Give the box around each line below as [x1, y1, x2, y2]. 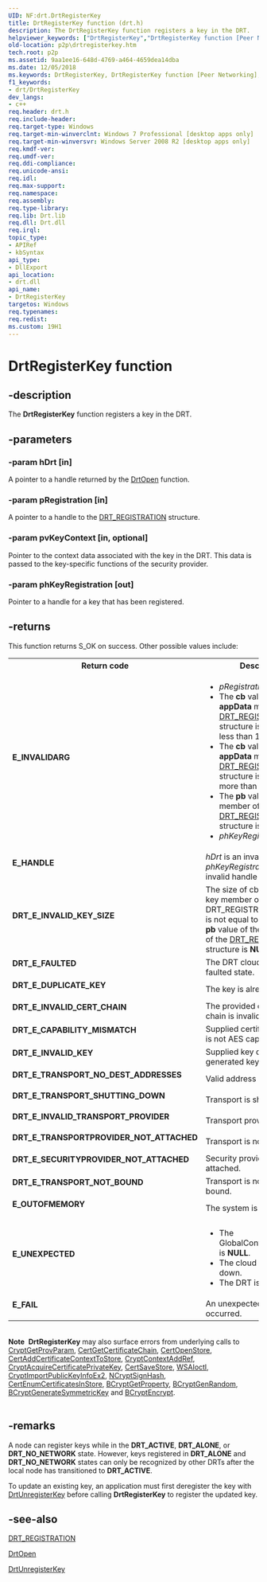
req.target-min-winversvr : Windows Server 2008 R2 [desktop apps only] [8, 137, 250, 146]
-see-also [8, 1512, 58, 1525]
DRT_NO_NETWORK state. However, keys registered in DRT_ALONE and [8, 1448, 246, 1458]
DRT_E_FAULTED [12, 957, 77, 968]
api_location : [8, 271, 56, 279]
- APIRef [8, 241, 37, 249]
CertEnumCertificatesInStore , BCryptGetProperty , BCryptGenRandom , [8, 1379, 238, 1389]
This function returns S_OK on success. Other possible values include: [8, 641, 238, 650]
